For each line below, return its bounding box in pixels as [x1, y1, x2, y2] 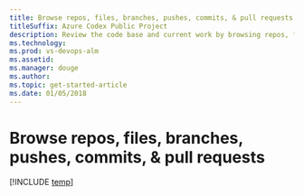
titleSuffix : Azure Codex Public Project [9, 22, 168, 31]
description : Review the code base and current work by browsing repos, [9, 30, 290, 39]
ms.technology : [9, 38, 67, 48]
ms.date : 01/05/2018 [9, 89, 88, 98]
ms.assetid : [9, 55, 54, 64]
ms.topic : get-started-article [9, 80, 128, 89]
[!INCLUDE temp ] [9, 177, 74, 188]
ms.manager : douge [9, 64, 79, 73]
